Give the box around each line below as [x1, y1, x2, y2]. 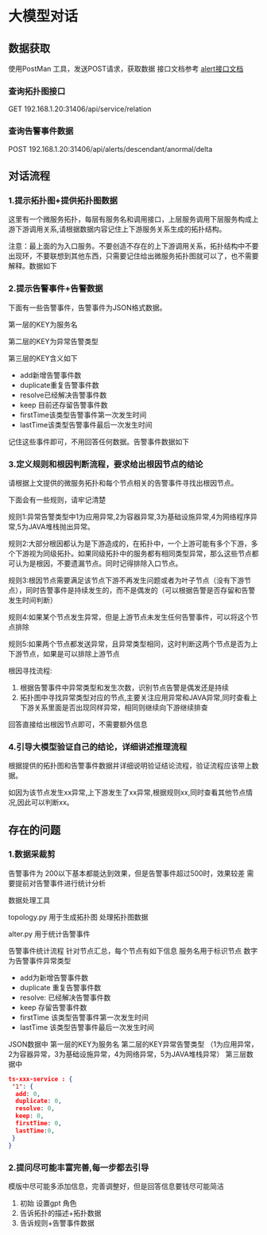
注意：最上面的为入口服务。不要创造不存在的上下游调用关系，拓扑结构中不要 [8, 242, 259, 251]
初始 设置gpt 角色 [19, 1198, 77, 1208]
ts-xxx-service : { [8, 1074, 73, 1083]
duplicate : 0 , [15, 1098, 62, 1105]
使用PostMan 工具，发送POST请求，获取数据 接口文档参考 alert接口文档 [8, 64, 244, 73]
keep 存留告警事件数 [19, 1002, 87, 1012]
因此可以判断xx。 [17, 798, 74, 807]
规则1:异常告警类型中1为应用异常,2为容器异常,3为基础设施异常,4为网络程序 [8, 512, 251, 521]
